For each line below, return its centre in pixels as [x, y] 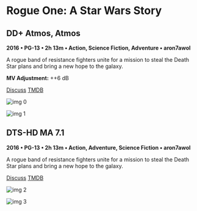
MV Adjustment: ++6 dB [38, 78]
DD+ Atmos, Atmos [44, 33]
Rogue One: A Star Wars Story [84, 11]
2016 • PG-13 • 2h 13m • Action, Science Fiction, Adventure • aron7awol [99, 48]
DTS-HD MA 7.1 [35, 133]
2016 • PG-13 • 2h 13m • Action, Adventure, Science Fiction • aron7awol [99, 147]
